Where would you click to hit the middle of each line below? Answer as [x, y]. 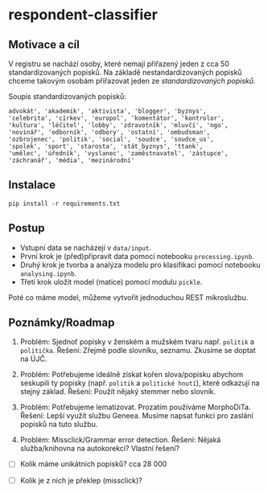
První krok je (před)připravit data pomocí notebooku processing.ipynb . [137, 256]
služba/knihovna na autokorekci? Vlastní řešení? [99, 449]
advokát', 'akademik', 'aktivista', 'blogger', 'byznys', [107, 111]
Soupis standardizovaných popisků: [68, 97]
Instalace [32, 185]
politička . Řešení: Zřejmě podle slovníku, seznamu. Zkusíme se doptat [138, 351]
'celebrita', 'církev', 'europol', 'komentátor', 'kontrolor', [117, 118]
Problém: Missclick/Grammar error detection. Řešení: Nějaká [120, 440]
